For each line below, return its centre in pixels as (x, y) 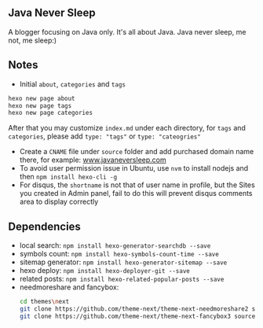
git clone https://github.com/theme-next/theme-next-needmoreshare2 (134, 309)
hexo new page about (42, 98)
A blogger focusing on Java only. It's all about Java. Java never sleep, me (127, 31)
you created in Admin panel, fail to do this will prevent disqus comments (136, 193)
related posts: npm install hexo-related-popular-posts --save (122, 279)
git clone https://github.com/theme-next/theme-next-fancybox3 (125, 316)
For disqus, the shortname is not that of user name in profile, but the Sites (137, 185)
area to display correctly (59, 202)
